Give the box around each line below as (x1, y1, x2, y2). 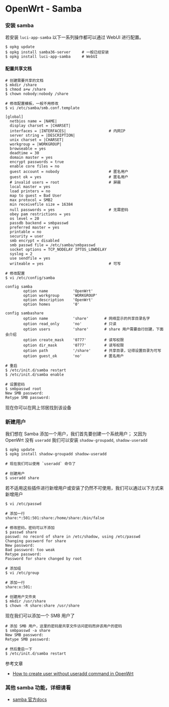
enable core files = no (10, 163, 59, 169)
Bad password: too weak (5, 547, 55, 552)
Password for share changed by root (5, 556, 82, 561)
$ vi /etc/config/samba (5, 275, 55, 280)
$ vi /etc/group (5, 570, 39, 575)
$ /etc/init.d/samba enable (5, 372, 64, 377)
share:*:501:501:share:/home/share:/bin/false (5, 515, 105, 520)
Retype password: (5, 552, 42, 557)
